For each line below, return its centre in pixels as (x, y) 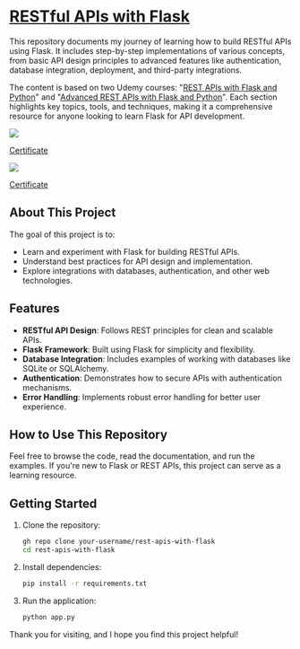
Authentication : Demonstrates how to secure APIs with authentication (152, 378)
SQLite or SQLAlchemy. (65, 368)
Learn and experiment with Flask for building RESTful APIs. (131, 251)
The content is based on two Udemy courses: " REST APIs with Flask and (143, 87)
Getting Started (53, 503)
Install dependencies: (62, 566)
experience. (44, 407)
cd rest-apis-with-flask (69, 550)
